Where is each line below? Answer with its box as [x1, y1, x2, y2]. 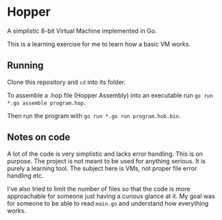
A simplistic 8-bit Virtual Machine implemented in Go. [7, 27, 157, 35]
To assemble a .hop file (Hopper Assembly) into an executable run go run [7, 91, 214, 99]
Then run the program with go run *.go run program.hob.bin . [7, 111, 181, 120]
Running [7, 59, 44, 72]
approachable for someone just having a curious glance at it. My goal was [7, 192, 215, 200]
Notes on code [7, 131, 70, 143]
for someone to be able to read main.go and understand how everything [7, 199, 209, 207]
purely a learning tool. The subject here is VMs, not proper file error [7, 164, 197, 172]
